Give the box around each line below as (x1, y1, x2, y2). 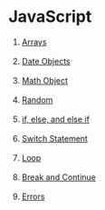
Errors (21, 191, 45, 202)
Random (21, 94, 53, 105)
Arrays (21, 36, 47, 47)
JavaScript (8, 6, 92, 27)
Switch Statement (21, 133, 88, 144)
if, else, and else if (21, 114, 90, 125)
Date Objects (21, 55, 71, 66)
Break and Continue (21, 171, 96, 183)
